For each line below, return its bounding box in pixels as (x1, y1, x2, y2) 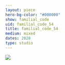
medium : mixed (5, 31, 36, 36)
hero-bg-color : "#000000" (5, 12, 60, 17)
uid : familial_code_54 (5, 21, 54, 27)
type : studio (5, 41, 33, 46)
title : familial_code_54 (5, 26, 58, 31)
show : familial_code (5, 17, 50, 22)
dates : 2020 (5, 36, 31, 41)
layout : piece (5, 7, 36, 13)
